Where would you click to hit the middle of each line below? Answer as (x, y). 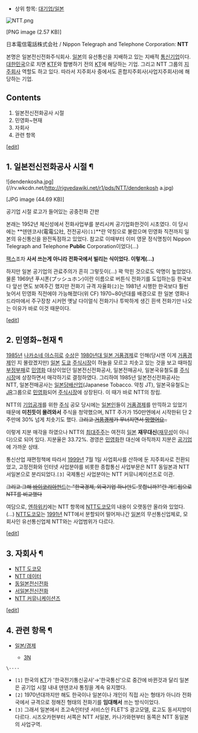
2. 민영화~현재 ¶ (35, 340)
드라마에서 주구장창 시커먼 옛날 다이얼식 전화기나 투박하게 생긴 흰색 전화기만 (94, 301)
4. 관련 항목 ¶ (29, 630)
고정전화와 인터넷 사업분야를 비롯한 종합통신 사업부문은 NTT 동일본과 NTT (104, 467)
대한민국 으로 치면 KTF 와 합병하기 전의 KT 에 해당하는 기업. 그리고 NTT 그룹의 (95, 64)
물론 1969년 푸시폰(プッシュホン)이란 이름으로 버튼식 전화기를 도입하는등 (91, 278)
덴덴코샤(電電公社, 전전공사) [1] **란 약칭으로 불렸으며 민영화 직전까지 (103, 231)
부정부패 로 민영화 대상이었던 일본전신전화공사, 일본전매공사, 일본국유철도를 (92, 370)
